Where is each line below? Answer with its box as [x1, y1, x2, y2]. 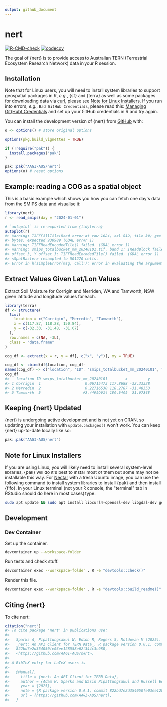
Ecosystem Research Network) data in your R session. [5, 60, 116, 66]
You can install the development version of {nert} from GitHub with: [5, 118, 143, 124]
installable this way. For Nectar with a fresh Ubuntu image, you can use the [5, 475, 159, 480]
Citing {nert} [5, 601, 46, 609]
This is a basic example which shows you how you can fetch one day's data [5, 196, 161, 202]
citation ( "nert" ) [5, 624, 41, 628]
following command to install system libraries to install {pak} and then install [5, 480, 161, 486]
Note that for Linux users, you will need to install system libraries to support [5, 87, 160, 93]
